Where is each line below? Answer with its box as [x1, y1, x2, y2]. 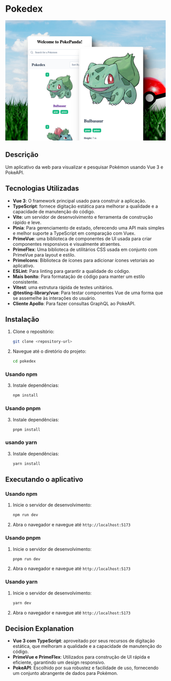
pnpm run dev [12, 556, 41, 561]
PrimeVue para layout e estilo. [12, 251, 76, 258]
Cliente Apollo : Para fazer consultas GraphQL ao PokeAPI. [12, 300, 136, 306]
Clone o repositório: [12, 329, 54, 335]
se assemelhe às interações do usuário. [12, 295, 96, 301]
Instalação [5, 315, 40, 324]
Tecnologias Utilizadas [5, 184, 79, 193]
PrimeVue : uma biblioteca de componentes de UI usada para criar [12, 235, 152, 242]
